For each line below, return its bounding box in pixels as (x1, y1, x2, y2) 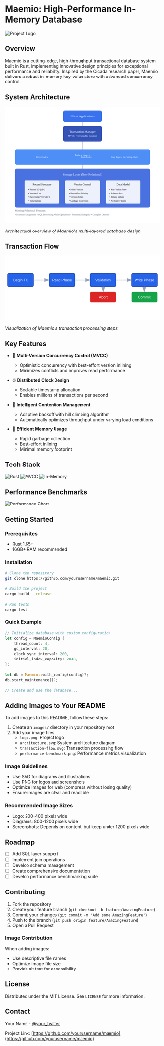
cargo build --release (5, 591, 52, 596)
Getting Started (5, 515, 54, 524)
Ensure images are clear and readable (12, 790, 89, 796)
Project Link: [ (5, 1030, 33, 1036)
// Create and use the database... (5, 688, 78, 693)
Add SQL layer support (12, 851, 59, 857)
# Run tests (5, 602, 29, 607)
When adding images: (5, 945, 50, 951)
